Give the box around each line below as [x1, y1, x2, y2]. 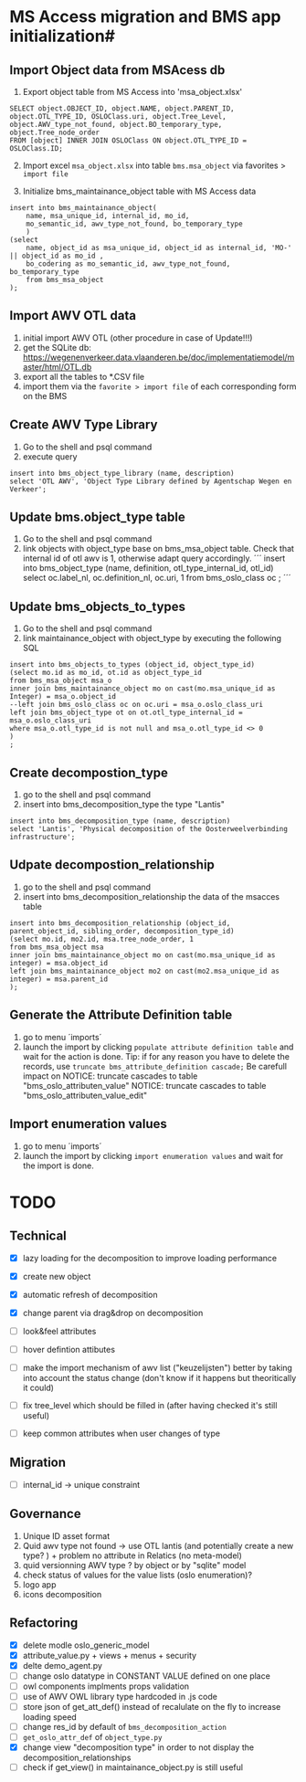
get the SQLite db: [22, 342, 91, 353]
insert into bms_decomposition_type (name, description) [9, 817, 231, 826]
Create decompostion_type [9, 764, 169, 780]
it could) [22, 1382, 55, 1393]
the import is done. [22, 1160, 94, 1171]
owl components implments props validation [22, 1681, 190, 1692]
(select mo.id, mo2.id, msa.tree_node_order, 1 [9, 934, 195, 944]
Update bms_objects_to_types [9, 598, 185, 614]
